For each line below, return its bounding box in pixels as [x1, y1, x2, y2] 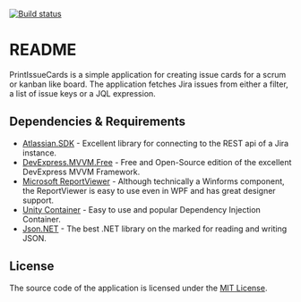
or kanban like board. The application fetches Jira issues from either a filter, [9, 79, 288, 89]
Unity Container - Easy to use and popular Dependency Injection [21, 204, 262, 214]
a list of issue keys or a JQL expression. [9, 88, 157, 98]
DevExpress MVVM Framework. [21, 166, 141, 177]
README [9, 40, 77, 60]
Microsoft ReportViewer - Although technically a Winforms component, [21, 175, 285, 187]
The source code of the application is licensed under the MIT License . [9, 282, 268, 293]
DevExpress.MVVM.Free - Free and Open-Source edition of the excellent [21, 156, 292, 167]
